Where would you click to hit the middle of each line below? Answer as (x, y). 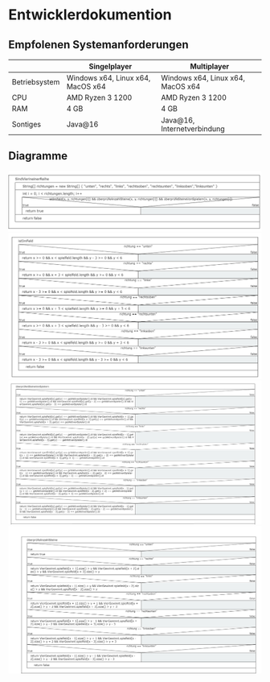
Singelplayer (110, 66)
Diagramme (38, 156)
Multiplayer (210, 66)
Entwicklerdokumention (90, 15)
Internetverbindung (193, 128)
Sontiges (27, 124)
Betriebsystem (36, 82)
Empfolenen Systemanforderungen (98, 45)
